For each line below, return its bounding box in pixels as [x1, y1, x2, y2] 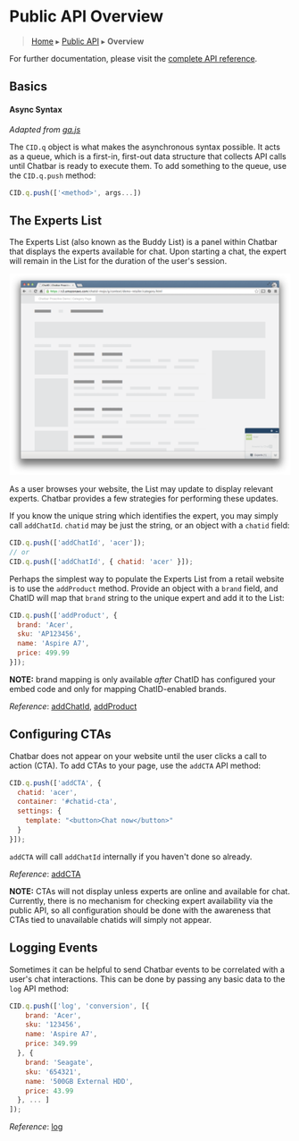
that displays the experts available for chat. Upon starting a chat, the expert [9, 246, 287, 257]
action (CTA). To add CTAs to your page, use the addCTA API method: [9, 760, 262, 771]
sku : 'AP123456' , [17, 630, 82, 638]
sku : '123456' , [25, 1020, 82, 1029]
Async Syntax [9, 104, 62, 114]
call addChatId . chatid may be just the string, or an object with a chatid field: [9, 520, 290, 530]
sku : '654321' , [25, 1067, 82, 1077]
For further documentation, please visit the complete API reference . [9, 53, 258, 63]
